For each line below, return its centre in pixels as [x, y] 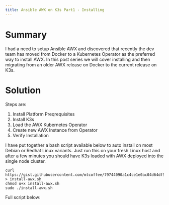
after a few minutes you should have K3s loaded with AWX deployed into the [84, 156]
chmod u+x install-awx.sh [32, 183]
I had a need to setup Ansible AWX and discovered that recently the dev [80, 49]
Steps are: [16, 104]
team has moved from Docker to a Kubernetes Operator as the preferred [80, 54]
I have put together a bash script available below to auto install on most [79, 145]
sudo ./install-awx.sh [29, 188]
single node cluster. [26, 161]
